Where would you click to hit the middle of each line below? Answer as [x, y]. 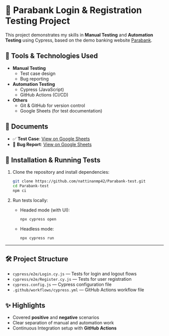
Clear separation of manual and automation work [63, 323]
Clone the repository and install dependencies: [61, 172]
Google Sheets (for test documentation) [61, 110]
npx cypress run [37, 238]
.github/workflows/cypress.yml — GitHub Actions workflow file [78, 290]
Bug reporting [34, 79]
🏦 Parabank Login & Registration [74, 10]
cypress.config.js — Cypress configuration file [62, 284]
